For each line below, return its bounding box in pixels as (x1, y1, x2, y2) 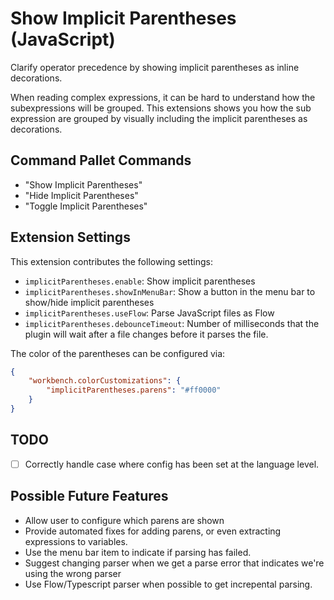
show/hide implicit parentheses (24, 296, 155, 308)
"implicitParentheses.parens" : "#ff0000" (46, 385, 222, 396)
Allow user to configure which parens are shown (24, 514, 225, 526)
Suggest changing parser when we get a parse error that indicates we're (24, 557, 325, 569)
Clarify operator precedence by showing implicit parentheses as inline (10, 61, 300, 73)
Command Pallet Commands (10, 152, 192, 169)
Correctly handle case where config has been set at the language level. (24, 458, 320, 470)
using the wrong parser (24, 567, 122, 579)
